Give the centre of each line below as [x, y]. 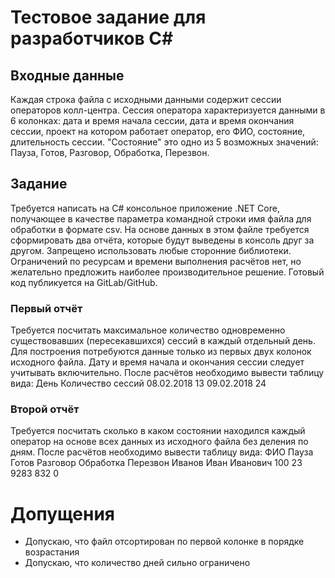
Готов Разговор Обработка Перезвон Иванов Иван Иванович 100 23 [156, 463]
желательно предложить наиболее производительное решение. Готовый [167, 272]
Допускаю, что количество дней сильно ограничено [137, 563]
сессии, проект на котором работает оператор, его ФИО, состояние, [158, 131]
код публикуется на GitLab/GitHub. [84, 282]
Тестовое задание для [108, 17]
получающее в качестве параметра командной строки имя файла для [161, 218]
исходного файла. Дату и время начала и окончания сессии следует [157, 362]
